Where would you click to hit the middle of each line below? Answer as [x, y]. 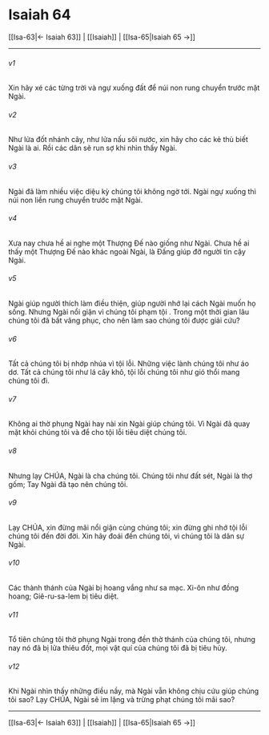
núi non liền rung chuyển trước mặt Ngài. [76, 200]
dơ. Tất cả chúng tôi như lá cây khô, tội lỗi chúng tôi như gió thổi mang [124, 372]
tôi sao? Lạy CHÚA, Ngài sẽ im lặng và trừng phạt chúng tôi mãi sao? [122, 700]
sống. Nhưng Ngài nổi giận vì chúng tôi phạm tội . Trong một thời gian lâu [129, 311]
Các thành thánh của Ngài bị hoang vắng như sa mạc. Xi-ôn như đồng [124, 587]
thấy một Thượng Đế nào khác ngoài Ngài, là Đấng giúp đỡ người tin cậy [127, 251]
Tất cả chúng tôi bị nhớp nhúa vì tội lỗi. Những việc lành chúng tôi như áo [129, 363]
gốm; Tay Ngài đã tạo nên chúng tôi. [68, 484]
